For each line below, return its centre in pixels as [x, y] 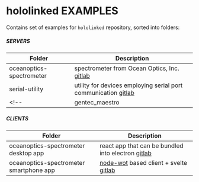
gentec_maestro [97, 102]
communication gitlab [105, 92]
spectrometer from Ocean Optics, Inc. [127, 68]
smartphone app [32, 170]
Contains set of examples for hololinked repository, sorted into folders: [93, 27]
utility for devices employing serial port [129, 85]
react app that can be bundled [142, 145]
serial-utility [26, 89]
